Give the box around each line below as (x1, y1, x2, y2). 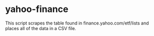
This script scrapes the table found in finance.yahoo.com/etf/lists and (5, 20, 149, 26)
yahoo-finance (5, 3, 69, 15)
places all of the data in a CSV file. (5, 25, 76, 31)
